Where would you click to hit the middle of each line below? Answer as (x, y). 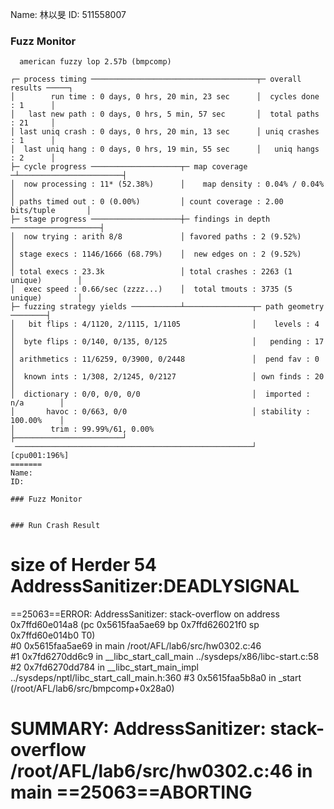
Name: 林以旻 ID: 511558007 (68, 14)
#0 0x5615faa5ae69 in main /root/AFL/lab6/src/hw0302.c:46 (136, 646)
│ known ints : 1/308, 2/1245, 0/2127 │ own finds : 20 (167, 377)
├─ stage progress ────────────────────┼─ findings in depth (140, 219)
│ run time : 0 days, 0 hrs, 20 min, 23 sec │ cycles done (165, 97)
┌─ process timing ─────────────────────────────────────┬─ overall (156, 79)
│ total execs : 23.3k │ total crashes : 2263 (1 (151, 272)
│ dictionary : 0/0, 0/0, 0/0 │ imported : (160, 394)
